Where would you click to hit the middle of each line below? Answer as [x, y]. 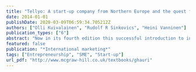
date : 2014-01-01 [27, 17]
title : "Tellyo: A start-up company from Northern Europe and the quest [96, 11]
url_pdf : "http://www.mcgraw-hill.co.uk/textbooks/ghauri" [79, 60]
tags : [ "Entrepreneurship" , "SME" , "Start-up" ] [65, 55]
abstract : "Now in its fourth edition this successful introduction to [95, 38]
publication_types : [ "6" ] [37, 33]
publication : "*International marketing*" [58, 49]
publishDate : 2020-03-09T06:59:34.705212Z [58, 22]
